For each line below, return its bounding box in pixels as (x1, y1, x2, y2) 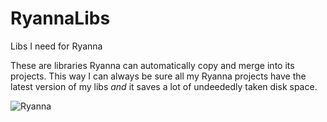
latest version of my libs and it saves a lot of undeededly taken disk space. (10, 80, 318, 92)
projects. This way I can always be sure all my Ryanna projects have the (10, 70, 307, 82)
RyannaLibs (10, 7, 111, 30)
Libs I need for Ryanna (10, 40, 103, 52)
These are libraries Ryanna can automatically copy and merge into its (10, 59, 295, 71)
